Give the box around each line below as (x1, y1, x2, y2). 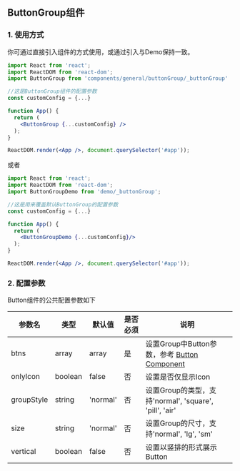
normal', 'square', (154, 396, 214, 406)
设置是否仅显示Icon (145, 372, 211, 382)
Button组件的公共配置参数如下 (7, 295, 96, 305)
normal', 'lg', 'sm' (154, 429, 213, 439)
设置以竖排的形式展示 (145, 442, 218, 452)
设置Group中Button (145, 339, 211, 349)
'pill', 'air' (145, 405, 176, 415)
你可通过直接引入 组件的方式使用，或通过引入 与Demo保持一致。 (7, 47, 194, 56)
